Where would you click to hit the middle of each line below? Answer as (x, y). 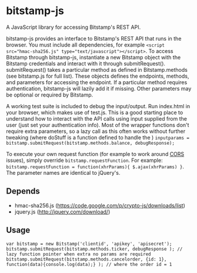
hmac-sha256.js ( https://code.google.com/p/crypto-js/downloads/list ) (100, 205)
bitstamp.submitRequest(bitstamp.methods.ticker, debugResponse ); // (94, 249)
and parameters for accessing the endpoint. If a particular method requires (97, 82)
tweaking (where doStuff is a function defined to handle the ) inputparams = (98, 137)
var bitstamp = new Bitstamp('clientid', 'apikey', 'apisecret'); (89, 244)
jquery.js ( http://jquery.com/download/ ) (62, 212)
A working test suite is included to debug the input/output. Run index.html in (98, 106)
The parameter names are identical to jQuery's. (63, 172)
